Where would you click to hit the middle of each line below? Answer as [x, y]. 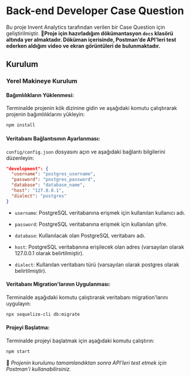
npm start [18, 351]
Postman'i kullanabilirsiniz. [39, 369]
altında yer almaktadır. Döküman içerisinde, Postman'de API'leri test [91, 39]
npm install [21, 125]
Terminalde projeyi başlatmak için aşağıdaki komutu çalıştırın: [80, 341]
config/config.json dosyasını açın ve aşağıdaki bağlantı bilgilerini [86, 152]
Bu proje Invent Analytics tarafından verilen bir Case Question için [86, 27]
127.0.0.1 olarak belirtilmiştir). [49, 253]
